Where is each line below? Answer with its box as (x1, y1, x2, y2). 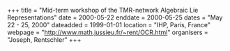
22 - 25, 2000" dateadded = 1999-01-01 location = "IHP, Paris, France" (7, 21, 211, 29)
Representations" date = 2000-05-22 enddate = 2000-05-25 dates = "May (7, 13, 223, 22)
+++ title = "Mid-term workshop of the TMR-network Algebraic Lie (7, 6, 199, 14)
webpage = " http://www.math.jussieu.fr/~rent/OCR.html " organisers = (7, 28, 209, 36)
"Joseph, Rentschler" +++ (7, 36, 82, 44)
